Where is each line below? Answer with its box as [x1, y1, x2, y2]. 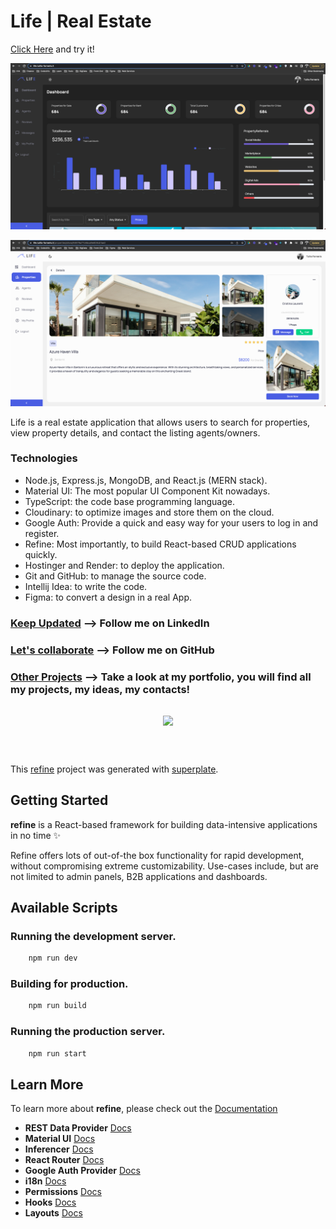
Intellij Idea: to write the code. [24, 580, 148, 592]
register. [24, 527, 60, 539]
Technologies [10, 451, 78, 465]
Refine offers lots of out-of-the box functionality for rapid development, [10, 849, 305, 861]
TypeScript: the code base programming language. [24, 495, 236, 507]
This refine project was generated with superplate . [10, 763, 219, 775]
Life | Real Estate [10, 10, 152, 33]
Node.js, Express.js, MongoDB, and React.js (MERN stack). [24, 474, 268, 486]
